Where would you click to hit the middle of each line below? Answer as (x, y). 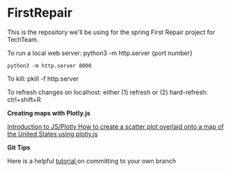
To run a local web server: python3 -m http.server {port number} (100, 53)
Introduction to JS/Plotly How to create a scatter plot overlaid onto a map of (115, 126)
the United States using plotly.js (53, 134)
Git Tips (19, 147)
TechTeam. (23, 39)
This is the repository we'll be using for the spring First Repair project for (111, 32)
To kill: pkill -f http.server (43, 79)
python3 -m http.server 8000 (49, 65)
